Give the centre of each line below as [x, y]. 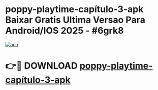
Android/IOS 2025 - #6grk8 [65, 31]
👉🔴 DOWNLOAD [41, 66]
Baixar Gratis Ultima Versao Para [75, 20]
